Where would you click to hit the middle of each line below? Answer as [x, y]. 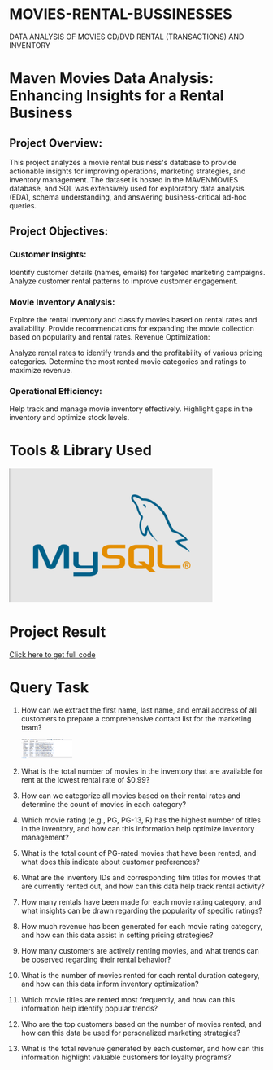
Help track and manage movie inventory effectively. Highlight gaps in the [131, 409]
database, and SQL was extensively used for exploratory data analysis [127, 188]
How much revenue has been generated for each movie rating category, [142, 926]
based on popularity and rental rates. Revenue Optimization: [110, 337]
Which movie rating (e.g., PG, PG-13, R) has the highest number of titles [141, 820]
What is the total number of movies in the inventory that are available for [142, 771]
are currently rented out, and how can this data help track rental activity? [143, 886]
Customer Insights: [48, 255]
